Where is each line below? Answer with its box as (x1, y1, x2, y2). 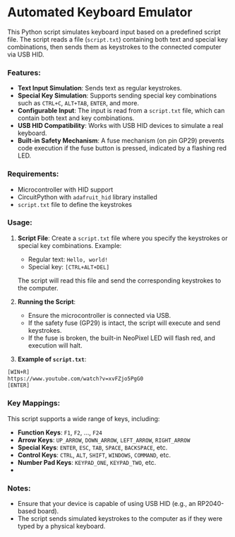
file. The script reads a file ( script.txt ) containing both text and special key (7, 35, 228, 43)
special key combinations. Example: (17, 241, 122, 249)
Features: (7, 68, 41, 78)
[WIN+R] (7, 368, 30, 375)
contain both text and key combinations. (17, 114, 135, 122)
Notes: (7, 483, 31, 493)
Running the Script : (17, 297, 76, 306)
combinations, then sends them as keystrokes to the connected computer (7, 42, 222, 51)
